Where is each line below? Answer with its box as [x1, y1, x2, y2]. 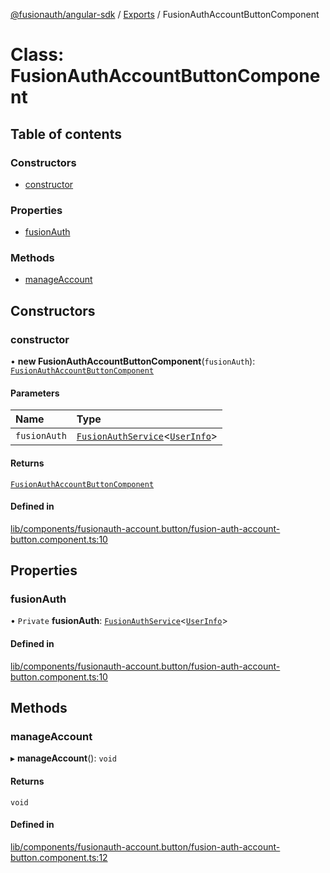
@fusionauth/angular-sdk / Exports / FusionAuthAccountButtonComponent [10, 9, 320, 20]
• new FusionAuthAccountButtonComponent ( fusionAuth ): [10, 355, 256, 368]
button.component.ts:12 [10, 851, 108, 863]
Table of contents [10, 125, 122, 143]
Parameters [10, 387, 60, 399]
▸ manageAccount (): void [10, 752, 118, 764]
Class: [10, 44, 65, 66]
